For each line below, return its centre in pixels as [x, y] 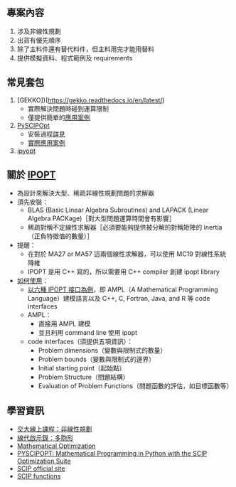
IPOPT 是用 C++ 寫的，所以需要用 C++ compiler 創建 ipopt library [123, 272]
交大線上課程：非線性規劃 [54, 429]
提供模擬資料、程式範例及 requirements [75, 58]
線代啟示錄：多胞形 [45, 438]
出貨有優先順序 [39, 40]
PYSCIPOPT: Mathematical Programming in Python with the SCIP [112, 454]
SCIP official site [41, 469]
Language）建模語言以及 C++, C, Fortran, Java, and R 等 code [119, 299]
